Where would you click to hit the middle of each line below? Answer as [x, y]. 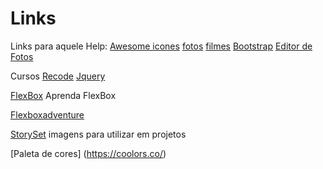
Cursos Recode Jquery [58, 76]
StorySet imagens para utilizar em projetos [98, 134]
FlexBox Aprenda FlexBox [63, 95]
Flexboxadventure [47, 114]
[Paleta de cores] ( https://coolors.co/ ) [88, 153]
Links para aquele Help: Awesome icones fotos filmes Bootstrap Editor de [161, 46]
